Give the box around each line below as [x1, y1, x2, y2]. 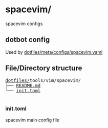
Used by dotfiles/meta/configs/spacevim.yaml [5, 49, 103, 55]
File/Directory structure [5, 64, 82, 73]
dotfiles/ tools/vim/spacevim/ [5, 77, 81, 83]
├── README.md [5, 82, 41, 88]
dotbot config [5, 35, 50, 44]
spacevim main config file [5, 117, 60, 123]
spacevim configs [5, 20, 43, 27]
